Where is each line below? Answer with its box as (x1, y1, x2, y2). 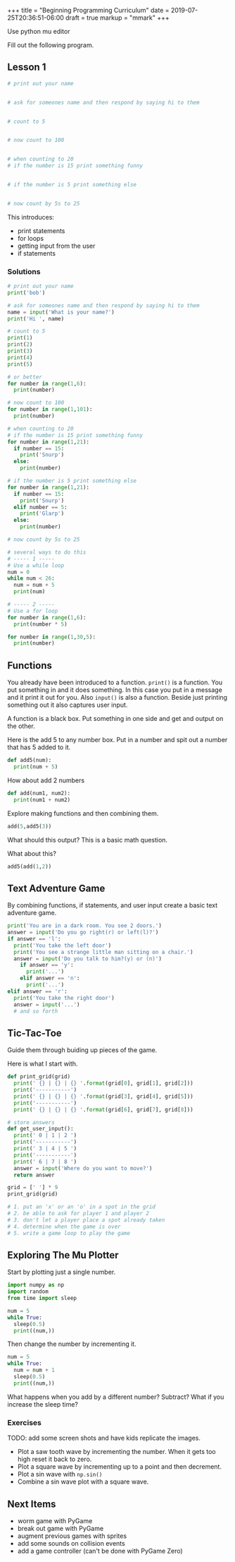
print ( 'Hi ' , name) (7, 315, 65, 322)
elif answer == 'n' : (20, 974, 80, 982)
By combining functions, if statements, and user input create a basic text (7, 901, 218, 910)
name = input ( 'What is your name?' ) (7, 309, 115, 316)
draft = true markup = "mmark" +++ (65, 13, 170, 22)
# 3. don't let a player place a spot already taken (7, 1216, 165, 1224)
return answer (13, 1171, 55, 1179)
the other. (7, 722, 35, 730)
